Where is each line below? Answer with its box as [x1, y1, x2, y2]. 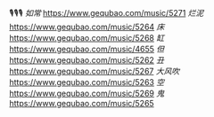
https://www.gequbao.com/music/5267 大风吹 [9, 66, 180, 76]
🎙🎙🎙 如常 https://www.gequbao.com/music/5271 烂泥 [9, 8, 204, 18]
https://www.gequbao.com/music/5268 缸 [9, 33, 165, 43]
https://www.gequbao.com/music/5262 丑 [9, 55, 165, 65]
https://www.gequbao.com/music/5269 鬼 [9, 88, 165, 98]
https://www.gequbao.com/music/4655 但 [9, 43, 165, 54]
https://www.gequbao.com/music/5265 [9, 98, 154, 108]
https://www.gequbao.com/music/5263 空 [9, 77, 165, 87]
